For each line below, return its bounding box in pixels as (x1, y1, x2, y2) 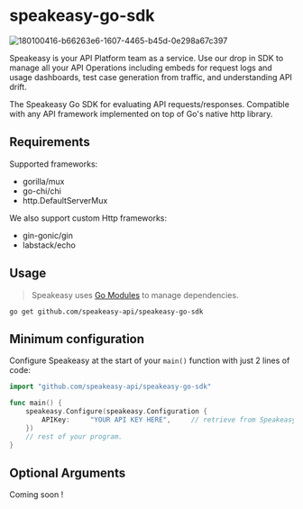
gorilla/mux (22, 176, 65, 186)
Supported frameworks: (9, 159, 98, 169)
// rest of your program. (25, 432, 124, 441)
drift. (9, 81, 27, 92)
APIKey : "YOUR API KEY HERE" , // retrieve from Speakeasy (41, 415, 297, 424)
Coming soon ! (9, 489, 64, 500)
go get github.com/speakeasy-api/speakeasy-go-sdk (9, 307, 204, 316)
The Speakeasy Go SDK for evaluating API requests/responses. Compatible (9, 98, 290, 109)
